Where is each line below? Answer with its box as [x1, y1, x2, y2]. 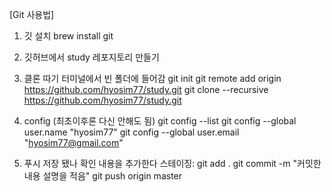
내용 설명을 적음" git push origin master [23, 170, 183, 182]
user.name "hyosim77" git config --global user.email [23, 126, 240, 138]
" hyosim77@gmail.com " [23, 137, 124, 148]
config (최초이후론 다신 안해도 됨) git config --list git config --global [23, 115, 297, 127]
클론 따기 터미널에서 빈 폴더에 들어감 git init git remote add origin [23, 73, 282, 84]
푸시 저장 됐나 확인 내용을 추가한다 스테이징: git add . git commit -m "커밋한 [23, 158, 322, 169]
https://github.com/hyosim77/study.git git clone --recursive [23, 84, 269, 95]
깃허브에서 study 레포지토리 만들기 [23, 51, 160, 63]
